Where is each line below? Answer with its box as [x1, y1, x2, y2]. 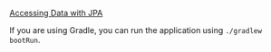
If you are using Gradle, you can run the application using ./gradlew [9, 25, 263, 35]
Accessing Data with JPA [9, 8, 103, 18]
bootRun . [9, 35, 41, 45]
